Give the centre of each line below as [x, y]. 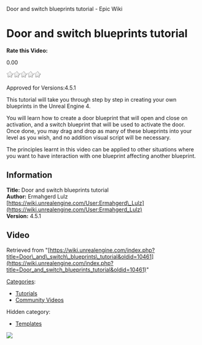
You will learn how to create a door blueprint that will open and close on [97, 118]
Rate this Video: [27, 50]
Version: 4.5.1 [24, 216]
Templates [28, 324]
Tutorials [26, 293]
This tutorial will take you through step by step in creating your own [91, 99]
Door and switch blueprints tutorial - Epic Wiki [64, 9]
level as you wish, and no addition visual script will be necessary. [89, 137]
